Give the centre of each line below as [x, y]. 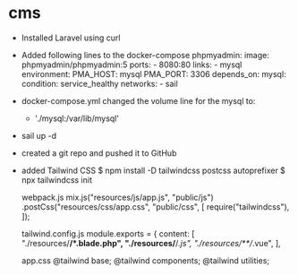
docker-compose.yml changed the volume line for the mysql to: [138, 100]
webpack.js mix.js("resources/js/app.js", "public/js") [117, 197]
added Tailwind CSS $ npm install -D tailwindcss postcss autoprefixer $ [153, 170]
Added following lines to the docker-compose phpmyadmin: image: [145, 55]
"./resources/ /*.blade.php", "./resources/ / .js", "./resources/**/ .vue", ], [151, 243]
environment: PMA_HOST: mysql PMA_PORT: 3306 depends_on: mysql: [154, 73]
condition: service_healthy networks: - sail [99, 83]
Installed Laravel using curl [71, 38]
